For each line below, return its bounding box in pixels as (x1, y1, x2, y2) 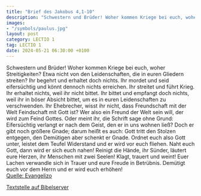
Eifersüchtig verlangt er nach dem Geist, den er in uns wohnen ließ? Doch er (6, 121, 194, 128)
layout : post (6, 31, 39, 37)
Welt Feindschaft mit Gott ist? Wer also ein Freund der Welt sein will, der (6, 108, 184, 115)
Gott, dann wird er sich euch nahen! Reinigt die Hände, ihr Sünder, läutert (6, 146, 187, 154)
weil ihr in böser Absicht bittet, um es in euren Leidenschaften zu (6, 96, 166, 103)
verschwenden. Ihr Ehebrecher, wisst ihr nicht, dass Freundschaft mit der (6, 102, 187, 109)
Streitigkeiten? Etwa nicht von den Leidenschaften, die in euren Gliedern (6, 70, 184, 78)
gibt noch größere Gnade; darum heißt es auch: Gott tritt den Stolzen (6, 127, 176, 134)
